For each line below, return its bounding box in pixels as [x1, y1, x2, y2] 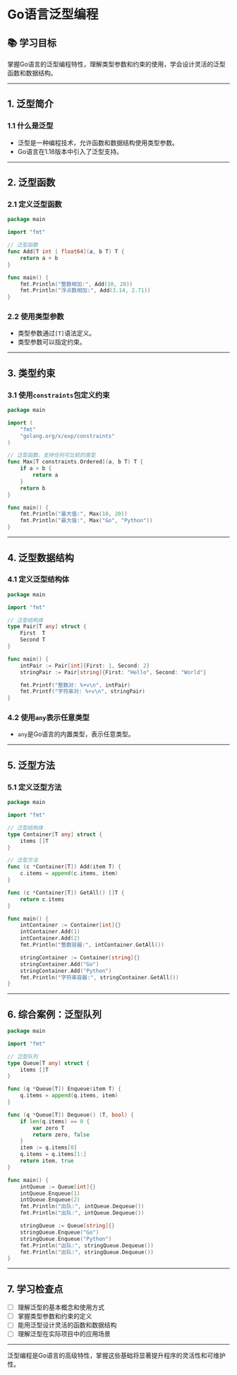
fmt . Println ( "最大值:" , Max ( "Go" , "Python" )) [20, 517, 153, 524]
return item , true [20, 1157, 74, 1164]
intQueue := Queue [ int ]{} [20, 1183, 97, 1191]
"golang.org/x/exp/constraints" [20, 432, 115, 439]
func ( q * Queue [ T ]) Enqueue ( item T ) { [7, 1085, 121, 1092]
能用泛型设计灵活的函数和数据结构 [17, 1321, 117, 1329]
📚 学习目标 [7, 37, 57, 49]
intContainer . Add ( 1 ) [20, 928, 80, 936]
